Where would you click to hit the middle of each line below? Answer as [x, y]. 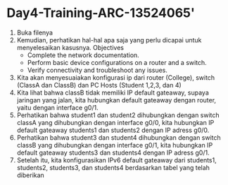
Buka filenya [35, 32]
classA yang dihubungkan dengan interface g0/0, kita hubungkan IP [115, 122]
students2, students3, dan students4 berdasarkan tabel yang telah [113, 167]
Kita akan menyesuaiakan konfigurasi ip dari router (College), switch [116, 77]
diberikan [31, 175]
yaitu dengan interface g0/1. [58, 107]
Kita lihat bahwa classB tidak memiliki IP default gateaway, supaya [113, 92]
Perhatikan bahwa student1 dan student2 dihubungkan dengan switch [118, 115]
